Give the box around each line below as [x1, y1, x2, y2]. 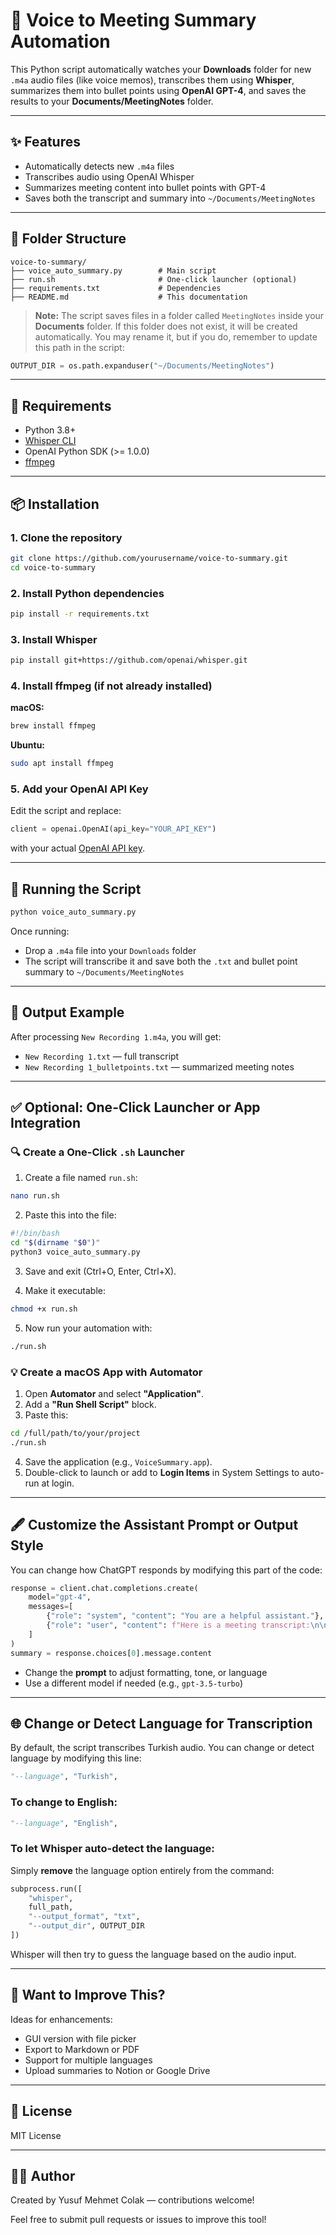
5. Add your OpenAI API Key [10, 782, 149, 796]
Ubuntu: [10, 739, 46, 751]
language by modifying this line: [10, 1752, 142, 1764]
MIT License [10, 2129, 62, 2141]
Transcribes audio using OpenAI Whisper [24, 170, 195, 183]
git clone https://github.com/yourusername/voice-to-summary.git [10, 553, 288, 563]
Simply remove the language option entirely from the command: [10, 1864, 275, 1876]
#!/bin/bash [10, 1229, 60, 1239]
